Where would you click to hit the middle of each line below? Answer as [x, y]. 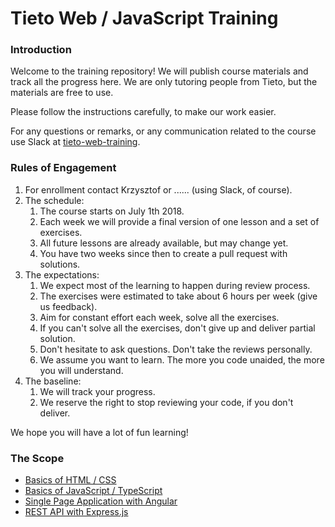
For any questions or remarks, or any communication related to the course [163, 131]
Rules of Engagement [63, 168]
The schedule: [54, 200]
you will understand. [81, 370]
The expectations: [62, 274]
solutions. [60, 264]
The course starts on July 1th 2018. [112, 211]
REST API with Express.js [76, 512]
